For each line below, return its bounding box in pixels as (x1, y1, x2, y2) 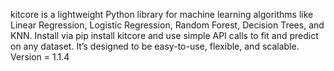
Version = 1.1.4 (10, 51, 70, 63)
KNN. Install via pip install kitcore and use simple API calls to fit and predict (10, 30, 319, 41)
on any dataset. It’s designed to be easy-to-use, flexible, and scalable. (10, 40, 300, 52)
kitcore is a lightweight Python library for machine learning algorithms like (10, 9, 314, 20)
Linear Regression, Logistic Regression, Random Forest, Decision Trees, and (10, 19, 325, 31)
